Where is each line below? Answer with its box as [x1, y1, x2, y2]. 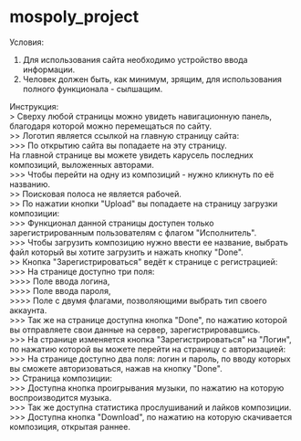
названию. [9, 178, 51, 189]
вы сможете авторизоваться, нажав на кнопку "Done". [9, 362, 223, 373]
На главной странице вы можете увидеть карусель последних [9, 149, 254, 161]
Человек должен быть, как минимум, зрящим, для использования [22, 73, 283, 84]
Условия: [9, 37, 45, 47]
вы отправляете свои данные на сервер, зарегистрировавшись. [9, 324, 261, 335]
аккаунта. [9, 304, 47, 316]
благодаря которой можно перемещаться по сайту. [9, 121, 213, 131]
